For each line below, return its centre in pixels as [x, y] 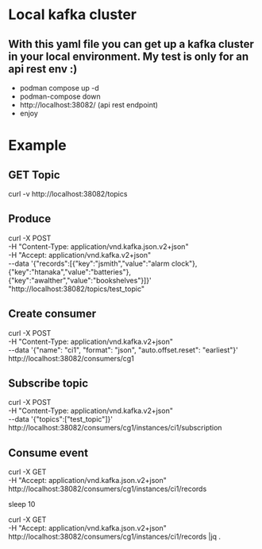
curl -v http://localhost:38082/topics [68, 194]
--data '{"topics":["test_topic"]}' [61, 419]
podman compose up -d [59, 88]
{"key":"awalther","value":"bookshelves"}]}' [80, 280]
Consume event [48, 452]
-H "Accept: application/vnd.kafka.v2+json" [80, 255]
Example [37, 146]
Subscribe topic [48, 384]
